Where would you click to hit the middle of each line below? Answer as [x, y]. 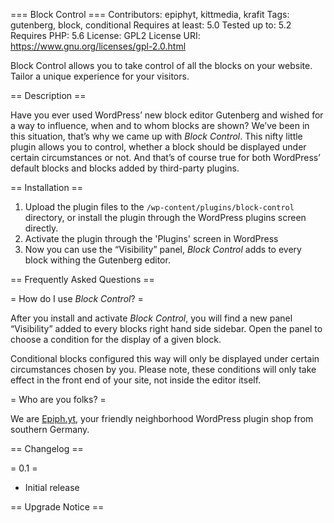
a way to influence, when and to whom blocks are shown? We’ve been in [160, 125]
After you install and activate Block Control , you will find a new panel [151, 318]
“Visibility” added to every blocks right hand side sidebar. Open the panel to [166, 328]
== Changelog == [47, 448]
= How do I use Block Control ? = [77, 298]
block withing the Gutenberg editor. [97, 260]
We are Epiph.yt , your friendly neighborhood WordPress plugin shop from [162, 418]
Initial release [52, 487]
